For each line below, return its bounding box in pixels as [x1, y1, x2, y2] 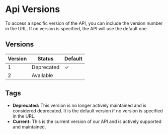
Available [32, 72, 53, 79]
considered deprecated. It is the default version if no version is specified [12, 107, 163, 114]
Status [37, 55, 54, 62]
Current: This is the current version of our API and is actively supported [12, 118, 162, 124]
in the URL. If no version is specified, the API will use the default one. [5, 25, 148, 31]
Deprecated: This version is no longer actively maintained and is [12, 102, 147, 108]
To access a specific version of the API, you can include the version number [5, 20, 163, 26]
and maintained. [12, 123, 46, 129]
